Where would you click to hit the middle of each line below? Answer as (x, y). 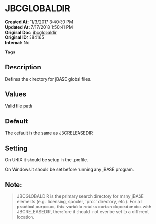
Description (23, 67)
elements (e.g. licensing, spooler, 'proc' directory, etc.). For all (79, 201)
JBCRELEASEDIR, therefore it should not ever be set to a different (83, 212)
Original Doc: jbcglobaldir (31, 32)
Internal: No (17, 42)
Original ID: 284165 (25, 37)
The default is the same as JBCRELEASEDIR (49, 133)
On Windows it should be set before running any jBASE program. (70, 169)
